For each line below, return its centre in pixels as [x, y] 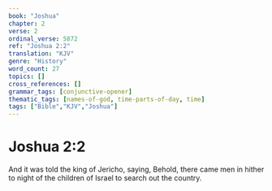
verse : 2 [23, 31]
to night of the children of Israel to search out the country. [105, 178]
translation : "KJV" [41, 54]
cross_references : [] [45, 84]
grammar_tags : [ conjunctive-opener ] [70, 91]
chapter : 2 [27, 24]
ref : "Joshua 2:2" [39, 46]
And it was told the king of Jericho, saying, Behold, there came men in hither [136, 169]
